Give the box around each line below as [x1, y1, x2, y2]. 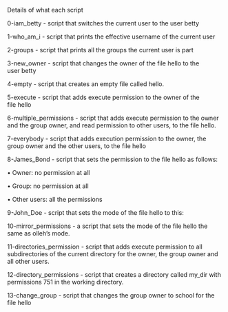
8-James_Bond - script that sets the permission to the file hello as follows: [7, 155, 218, 163]
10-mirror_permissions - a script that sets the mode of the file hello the [7, 222, 208, 230]
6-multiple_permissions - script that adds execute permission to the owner [7, 114, 219, 122]
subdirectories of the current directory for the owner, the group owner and [7, 250, 218, 258]
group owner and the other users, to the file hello [7, 142, 147, 150]
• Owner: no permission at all [7, 169, 90, 176]
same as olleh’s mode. [7, 229, 70, 237]
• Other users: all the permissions [7, 196, 103, 203]
